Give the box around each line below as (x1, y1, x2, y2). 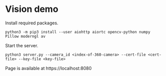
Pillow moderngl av (5, 34, 46, 39)
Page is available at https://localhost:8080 (5, 65, 92, 71)
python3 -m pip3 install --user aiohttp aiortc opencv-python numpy (5, 29, 151, 34)
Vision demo (5, 3, 59, 15)
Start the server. (5, 42, 38, 48)
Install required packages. (5, 20, 59, 26)
